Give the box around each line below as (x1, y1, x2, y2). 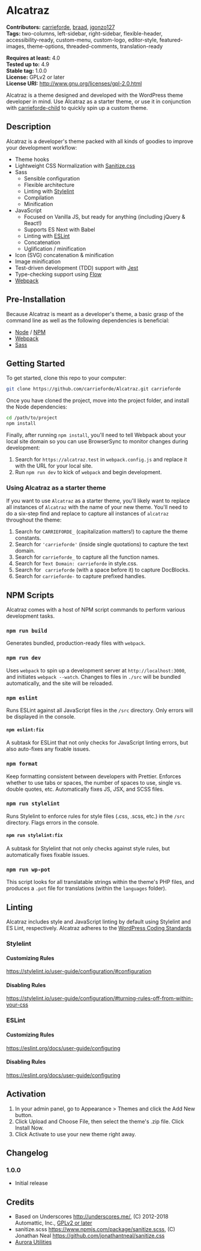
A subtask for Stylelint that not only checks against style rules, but (6, 845, 170, 852)
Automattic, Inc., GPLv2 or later (14, 1219, 92, 1226)
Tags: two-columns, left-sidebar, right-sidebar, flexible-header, (6, 29, 163, 37)
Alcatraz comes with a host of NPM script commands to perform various (6, 606, 185, 613)
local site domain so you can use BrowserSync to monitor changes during (6, 438, 188, 445)
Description (6, 121, 51, 132)
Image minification (14, 258, 61, 265)
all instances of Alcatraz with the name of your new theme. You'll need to (6, 504, 188, 511)
